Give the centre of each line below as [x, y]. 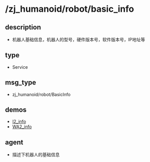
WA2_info [22, 127]
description [23, 27]
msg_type [21, 83]
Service [20, 67]
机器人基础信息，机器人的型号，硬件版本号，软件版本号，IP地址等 [79, 40]
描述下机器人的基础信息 [36, 155]
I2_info [19, 122]
